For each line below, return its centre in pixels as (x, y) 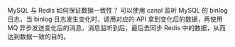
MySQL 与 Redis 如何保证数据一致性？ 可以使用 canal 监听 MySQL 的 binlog (118, 10)
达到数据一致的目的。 (38, 36)
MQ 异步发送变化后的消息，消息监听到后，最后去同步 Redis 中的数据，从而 (116, 28)
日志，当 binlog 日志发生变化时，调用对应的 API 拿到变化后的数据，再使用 (115, 19)
